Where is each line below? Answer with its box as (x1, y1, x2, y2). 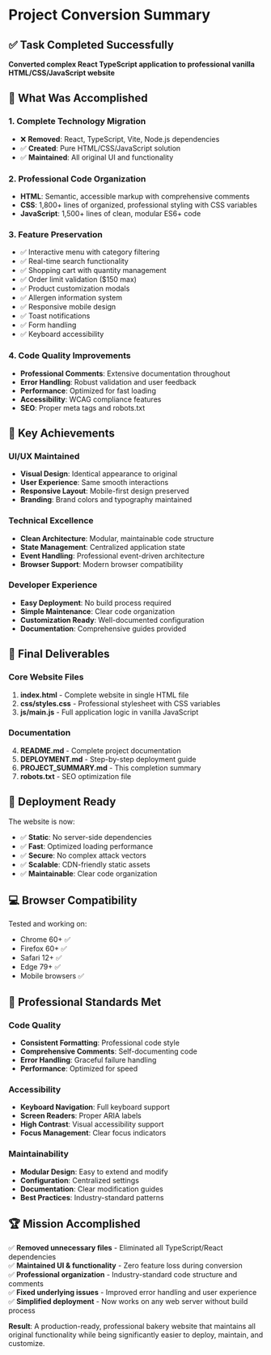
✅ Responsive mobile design (19, 302, 116, 312)
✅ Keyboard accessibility (19, 330, 104, 339)
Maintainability (8, 1148, 69, 1160)
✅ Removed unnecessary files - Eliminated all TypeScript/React (8, 1242, 224, 1252)
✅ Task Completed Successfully (8, 38, 174, 52)
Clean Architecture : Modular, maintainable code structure (19, 533, 214, 543)
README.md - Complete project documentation (19, 745, 181, 755)
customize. (8, 1338, 45, 1348)
